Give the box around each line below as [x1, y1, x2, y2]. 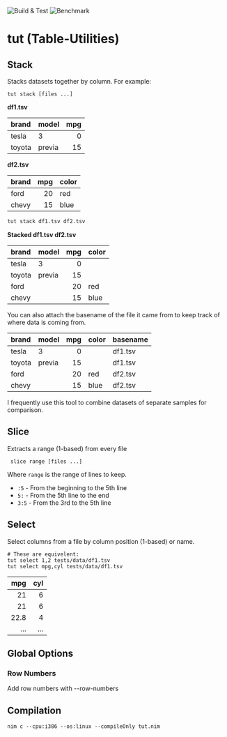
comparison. [7, 405, 44, 414]
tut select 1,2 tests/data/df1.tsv [7, 556, 111, 564]
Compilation [7, 704, 61, 716]
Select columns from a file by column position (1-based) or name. [7, 537, 195, 545]
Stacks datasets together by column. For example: [7, 77, 152, 85]
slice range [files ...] [10, 457, 82, 465]
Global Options [7, 647, 74, 659]
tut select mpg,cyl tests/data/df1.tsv [7, 563, 123, 570]
